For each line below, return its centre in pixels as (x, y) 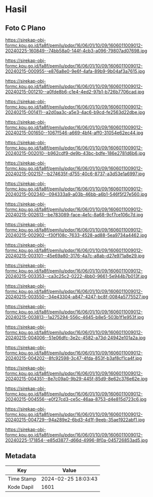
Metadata (21, 456)
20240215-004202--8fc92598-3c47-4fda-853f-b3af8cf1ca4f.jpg (74, 358)
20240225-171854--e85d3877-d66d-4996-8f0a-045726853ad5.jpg (76, 440)
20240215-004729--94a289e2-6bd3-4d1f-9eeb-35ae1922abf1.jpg (75, 420)
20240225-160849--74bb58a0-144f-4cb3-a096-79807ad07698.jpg (76, 51)
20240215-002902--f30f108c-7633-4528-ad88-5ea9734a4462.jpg (76, 235)
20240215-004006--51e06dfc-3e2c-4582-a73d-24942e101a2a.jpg (75, 338)
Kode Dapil (21, 487)
